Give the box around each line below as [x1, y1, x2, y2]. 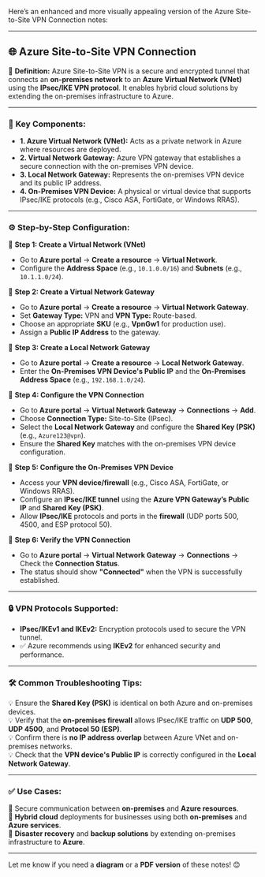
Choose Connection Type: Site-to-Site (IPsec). [19, 414, 174, 424]
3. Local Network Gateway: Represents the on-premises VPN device [19, 170, 244, 180]
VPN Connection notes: [32, 15, 108, 24]
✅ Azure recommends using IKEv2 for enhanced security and [19, 640, 221, 650]
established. [19, 576, 60, 585]
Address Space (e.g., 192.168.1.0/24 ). [19, 375, 146, 385]
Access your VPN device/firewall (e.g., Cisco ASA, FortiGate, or [19, 478, 229, 487]
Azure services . [8, 820, 62, 830]
